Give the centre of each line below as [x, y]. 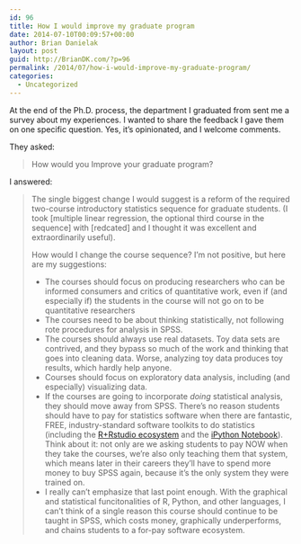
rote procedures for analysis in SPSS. [114, 329]
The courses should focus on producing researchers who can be [165, 281]
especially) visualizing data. [96, 387]
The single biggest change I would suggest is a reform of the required [160, 199]
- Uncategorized [48, 85]
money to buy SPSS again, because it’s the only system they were [167, 472]
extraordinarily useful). [73, 237]
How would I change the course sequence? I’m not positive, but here [158, 254]
